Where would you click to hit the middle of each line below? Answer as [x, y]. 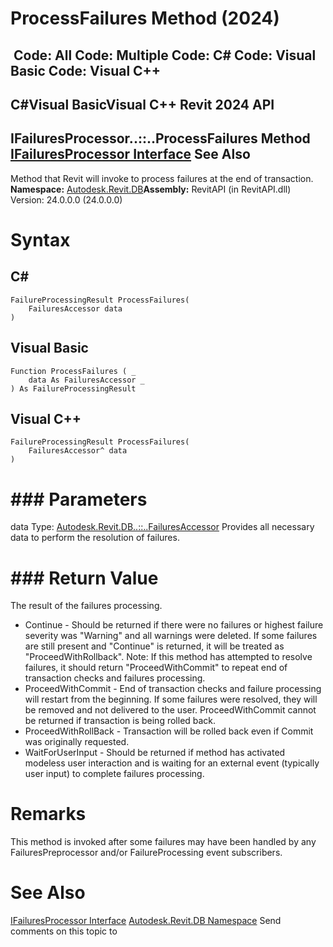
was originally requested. [77, 742]
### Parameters [79, 499]
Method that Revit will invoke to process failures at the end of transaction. [162, 178]
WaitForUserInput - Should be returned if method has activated [155, 753]
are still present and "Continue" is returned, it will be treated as [154, 646]
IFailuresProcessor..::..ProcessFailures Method [160, 138]
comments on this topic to [64, 931]
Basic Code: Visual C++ [86, 70]
